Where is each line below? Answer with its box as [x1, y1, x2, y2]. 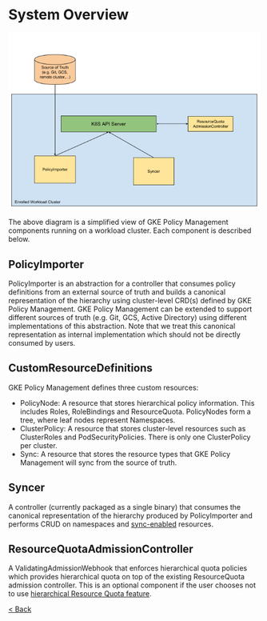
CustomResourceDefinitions [8, 362, 153, 375]
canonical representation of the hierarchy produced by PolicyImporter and [8, 511, 253, 520]
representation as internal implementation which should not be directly [8, 330, 241, 339]
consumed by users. [8, 338, 76, 347]
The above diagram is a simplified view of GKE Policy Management [8, 218, 229, 227]
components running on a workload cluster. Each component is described [8, 226, 252, 235]
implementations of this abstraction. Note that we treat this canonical [8, 321, 236, 331]
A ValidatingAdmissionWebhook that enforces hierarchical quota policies [8, 563, 248, 573]
